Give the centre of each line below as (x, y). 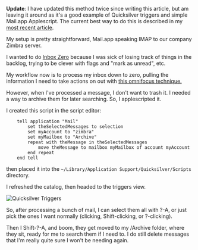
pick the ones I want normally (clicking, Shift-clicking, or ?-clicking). (89, 216)
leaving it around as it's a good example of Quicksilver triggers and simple (97, 15)
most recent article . (30, 27)
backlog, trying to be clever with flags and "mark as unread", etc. (86, 63)
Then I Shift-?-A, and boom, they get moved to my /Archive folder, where (95, 228)
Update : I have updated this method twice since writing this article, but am (98, 9)
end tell (28, 158)
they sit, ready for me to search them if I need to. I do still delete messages (98, 234)
